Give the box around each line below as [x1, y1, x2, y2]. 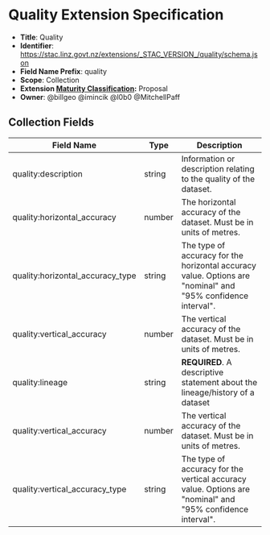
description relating [181, 163, 255, 174]
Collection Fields [8, 115, 95, 130]
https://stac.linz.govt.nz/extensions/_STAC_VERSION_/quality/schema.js [19, 49, 259, 59]
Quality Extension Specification [8, 6, 224, 24]
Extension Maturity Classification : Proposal [19, 83, 169, 93]
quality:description [12, 168, 83, 179]
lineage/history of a [181, 387, 255, 398]
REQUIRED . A [181, 356, 232, 367]
